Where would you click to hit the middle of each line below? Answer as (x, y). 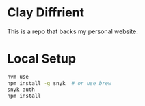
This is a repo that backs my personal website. (72, 31)
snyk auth (21, 90)
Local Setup (42, 59)
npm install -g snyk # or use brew (59, 83)
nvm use (18, 77)
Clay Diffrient (45, 13)
